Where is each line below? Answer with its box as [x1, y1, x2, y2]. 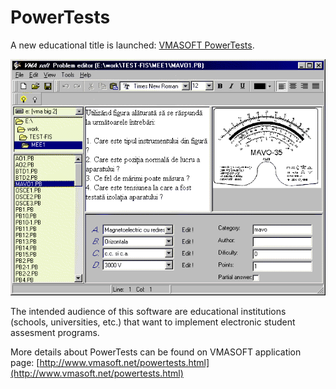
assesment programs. [10, 326, 100, 338]
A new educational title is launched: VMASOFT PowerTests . [10, 39, 255, 51]
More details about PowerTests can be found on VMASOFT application [10, 346, 302, 358]
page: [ [10, 356, 40, 368]
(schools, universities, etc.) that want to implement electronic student [10, 316, 296, 328]
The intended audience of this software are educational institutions [10, 305, 287, 317]
